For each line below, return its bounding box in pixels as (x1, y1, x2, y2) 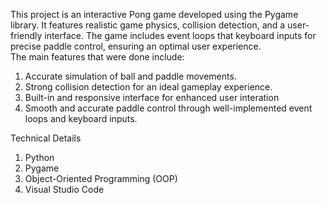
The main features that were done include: (10, 51, 185, 63)
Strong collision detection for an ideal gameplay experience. (24, 81, 273, 93)
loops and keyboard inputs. (24, 113, 138, 124)
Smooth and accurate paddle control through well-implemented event (24, 102, 313, 114)
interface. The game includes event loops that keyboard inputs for (44, 30, 317, 41)
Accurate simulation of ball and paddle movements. (24, 70, 237, 82)
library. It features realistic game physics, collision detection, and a (10, 19, 286, 31)
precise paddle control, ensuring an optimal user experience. (10, 40, 262, 52)
